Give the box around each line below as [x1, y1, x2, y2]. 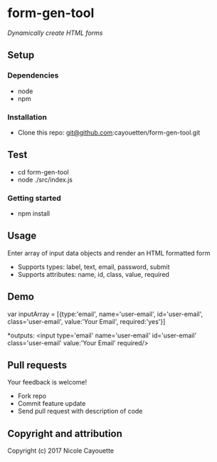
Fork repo [17, 392, 47, 400]
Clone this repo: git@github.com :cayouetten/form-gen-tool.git [17, 128, 201, 137]
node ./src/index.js [17, 175, 73, 184]
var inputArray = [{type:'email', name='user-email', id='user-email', [7, 310, 203, 318]
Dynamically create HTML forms [7, 28, 103, 37]
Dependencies [7, 70, 59, 80]
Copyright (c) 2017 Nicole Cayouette [7, 446, 115, 455]
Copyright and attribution [7, 427, 123, 439]
